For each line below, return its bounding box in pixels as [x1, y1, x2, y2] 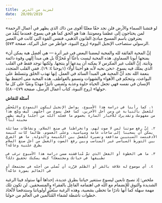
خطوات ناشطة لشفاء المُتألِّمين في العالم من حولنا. [5, 192, 97, 198]
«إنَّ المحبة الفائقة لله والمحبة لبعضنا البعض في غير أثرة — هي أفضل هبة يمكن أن [5, 49, 151, 56]
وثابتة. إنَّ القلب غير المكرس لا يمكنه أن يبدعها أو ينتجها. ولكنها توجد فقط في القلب [5, 60, 153, 66]
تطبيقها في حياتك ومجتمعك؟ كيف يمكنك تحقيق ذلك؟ [5, 156, 106, 160]
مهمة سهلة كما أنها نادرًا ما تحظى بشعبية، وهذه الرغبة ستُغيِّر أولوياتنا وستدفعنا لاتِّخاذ [5, 187, 154, 193]
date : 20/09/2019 [5, 12, 43, 16]
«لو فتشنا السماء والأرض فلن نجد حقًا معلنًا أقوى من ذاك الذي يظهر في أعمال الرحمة [5, 25, 158, 31]
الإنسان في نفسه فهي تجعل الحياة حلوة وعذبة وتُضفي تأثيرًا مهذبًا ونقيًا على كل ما [5, 80, 150, 86]
